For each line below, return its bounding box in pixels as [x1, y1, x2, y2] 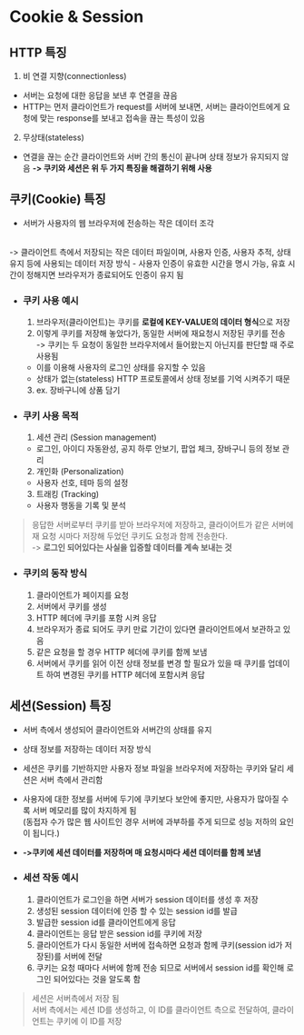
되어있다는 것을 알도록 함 [53, 973, 141, 984]
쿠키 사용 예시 [22, 294, 79, 306]
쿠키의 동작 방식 [22, 567, 88, 580]
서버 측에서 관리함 [39, 774, 103, 785]
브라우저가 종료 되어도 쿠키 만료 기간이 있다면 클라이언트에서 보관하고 [35, 623, 281, 634]
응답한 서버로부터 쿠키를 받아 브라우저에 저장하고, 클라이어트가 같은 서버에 [31, 520, 294, 531]
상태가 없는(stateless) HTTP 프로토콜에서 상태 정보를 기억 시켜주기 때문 [35, 373, 290, 384]
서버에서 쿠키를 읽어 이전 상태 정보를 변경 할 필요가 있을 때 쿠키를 [35, 657, 266, 669]
